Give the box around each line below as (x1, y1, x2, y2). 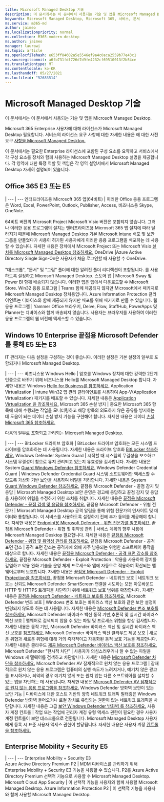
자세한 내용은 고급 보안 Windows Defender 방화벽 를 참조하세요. (23, 703, 146, 709)
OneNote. (5, 207, 24, 213)
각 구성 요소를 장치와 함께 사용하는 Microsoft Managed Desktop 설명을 (5, 154, 142, 160)
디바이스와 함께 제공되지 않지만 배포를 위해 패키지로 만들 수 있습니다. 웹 (21, 297, 158, 303)
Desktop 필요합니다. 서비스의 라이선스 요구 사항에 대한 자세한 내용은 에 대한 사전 (5, 132, 159, 137)
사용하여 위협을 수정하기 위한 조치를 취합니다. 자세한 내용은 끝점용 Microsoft (10, 495, 156, 501)
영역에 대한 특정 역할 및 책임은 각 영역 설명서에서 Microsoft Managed (16, 160, 150, 166)
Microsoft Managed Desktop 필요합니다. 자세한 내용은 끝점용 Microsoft (5, 532, 144, 538)
